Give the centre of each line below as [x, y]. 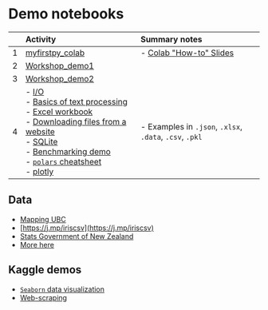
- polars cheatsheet [63, 161]
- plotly [39, 171]
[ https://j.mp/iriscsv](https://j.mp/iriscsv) [87, 228]
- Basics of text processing [76, 101]
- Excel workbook [59, 111]
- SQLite [41, 141]
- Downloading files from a [76, 121]
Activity [41, 39]
